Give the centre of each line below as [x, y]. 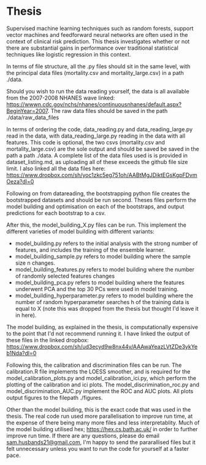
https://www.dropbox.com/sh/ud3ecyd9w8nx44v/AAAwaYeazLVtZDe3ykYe [102, 346]
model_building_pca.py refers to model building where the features [100, 282]
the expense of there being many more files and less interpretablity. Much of [103, 423]
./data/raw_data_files [33, 117]
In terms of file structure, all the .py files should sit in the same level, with [98, 66]
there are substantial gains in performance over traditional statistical [93, 48]
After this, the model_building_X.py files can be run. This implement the [97, 225]
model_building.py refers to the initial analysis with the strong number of [106, 243]
